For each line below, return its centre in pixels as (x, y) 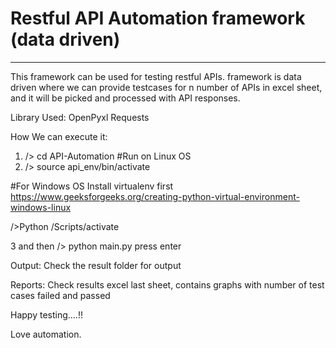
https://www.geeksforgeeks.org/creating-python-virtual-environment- (155, 196)
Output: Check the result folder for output (96, 265)
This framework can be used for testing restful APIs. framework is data (156, 76)
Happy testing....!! (46, 314)
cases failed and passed (60, 295)
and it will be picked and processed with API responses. (125, 98)
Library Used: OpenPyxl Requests (80, 117)
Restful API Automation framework (158, 18)
